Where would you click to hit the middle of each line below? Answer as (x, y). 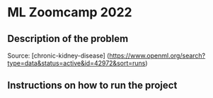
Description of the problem (68, 39)
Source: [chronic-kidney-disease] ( (58, 55)
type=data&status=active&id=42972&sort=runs (76, 63)
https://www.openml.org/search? (157, 55)
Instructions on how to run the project (92, 86)
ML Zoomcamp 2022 (70, 12)
